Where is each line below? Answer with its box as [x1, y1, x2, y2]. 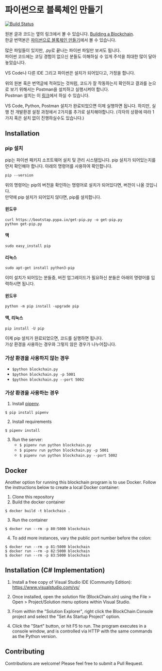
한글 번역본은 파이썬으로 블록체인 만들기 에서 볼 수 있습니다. [5, 37, 116, 43]
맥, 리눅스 [5, 315, 23, 321]
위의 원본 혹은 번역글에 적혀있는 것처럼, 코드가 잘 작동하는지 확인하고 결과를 [5, 80, 147, 86]
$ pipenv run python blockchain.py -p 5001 [19, 448, 109, 453]
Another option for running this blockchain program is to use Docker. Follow [5, 479, 156, 485]
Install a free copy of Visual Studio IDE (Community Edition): [12, 579, 132, 585]
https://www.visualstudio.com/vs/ [12, 584, 80, 590]
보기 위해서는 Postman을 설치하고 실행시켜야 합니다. [10, 86, 109, 92]
